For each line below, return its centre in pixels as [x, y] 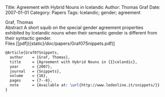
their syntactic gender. [28, 38]
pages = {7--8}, [31, 80]
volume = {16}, [29, 76]
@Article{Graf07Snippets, [32, 52]
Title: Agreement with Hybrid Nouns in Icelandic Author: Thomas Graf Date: [83, 7]
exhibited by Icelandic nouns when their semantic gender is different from [81, 33]
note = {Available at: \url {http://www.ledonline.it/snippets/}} [85, 85]
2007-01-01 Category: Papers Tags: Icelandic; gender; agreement [73, 12]
